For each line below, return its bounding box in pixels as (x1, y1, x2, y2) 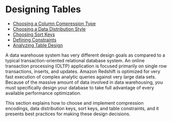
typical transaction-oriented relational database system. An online (5, 57, 145, 63)
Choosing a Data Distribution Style (12, 26, 86, 32)
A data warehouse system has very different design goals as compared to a (5, 52, 165, 58)
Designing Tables (5, 4, 81, 15)
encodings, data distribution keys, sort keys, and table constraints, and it (5, 105, 159, 111)
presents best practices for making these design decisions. (5, 111, 131, 117)
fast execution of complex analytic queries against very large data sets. (5, 74, 157, 80)
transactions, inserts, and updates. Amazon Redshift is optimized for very (5, 68, 161, 75)
